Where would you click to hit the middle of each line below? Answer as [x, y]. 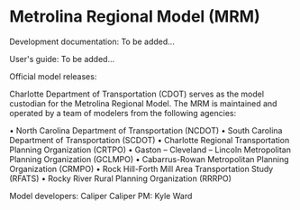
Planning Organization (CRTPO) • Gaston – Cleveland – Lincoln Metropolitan [150, 150]
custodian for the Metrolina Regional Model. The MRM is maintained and [143, 103]
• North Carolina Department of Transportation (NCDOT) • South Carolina [146, 130]
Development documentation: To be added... [92, 41]
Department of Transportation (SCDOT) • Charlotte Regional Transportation [150, 140]
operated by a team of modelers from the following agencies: [123, 113]
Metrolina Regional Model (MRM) [135, 17]
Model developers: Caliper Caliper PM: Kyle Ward [101, 196]
